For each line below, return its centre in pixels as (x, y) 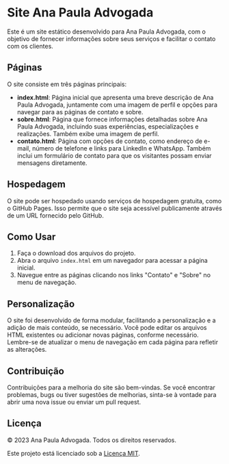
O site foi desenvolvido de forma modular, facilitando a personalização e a (112, 320)
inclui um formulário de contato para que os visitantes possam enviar (114, 155)
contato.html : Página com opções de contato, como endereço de (110, 141)
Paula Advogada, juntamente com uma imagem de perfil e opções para (117, 105)
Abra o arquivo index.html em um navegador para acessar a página (112, 261)
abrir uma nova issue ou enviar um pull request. (74, 402)
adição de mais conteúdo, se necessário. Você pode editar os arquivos (107, 328)
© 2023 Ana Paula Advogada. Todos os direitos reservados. (92, 440)
